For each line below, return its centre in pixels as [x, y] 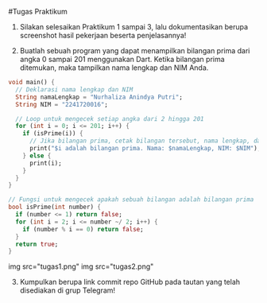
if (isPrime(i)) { [53, 134]
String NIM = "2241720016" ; [62, 104]
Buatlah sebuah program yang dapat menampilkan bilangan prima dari [135, 50]
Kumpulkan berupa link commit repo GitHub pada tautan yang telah [130, 282]
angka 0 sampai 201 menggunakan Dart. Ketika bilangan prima [122, 59]
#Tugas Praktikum [38, 12]
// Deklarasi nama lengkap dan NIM [74, 89]
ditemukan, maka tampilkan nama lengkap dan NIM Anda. [114, 68]
